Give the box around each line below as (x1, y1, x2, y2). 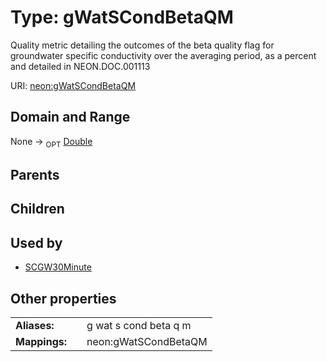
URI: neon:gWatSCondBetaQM (10, 79, 137, 91)
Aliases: (15, 318, 55, 332)
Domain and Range (10, 109, 131, 126)
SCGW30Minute (24, 261, 92, 273)
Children (10, 201, 65, 218)
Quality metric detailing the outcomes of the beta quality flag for (10, 39, 275, 51)
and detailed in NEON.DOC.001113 (10, 60, 151, 72)
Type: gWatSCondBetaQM (10, 6, 234, 29)
